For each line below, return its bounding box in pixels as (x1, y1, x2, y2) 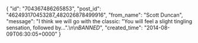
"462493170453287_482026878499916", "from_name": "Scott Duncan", (6, 11, 183, 19)
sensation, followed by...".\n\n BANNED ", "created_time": (6, 24, 143, 31)
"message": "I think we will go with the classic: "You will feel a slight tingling (6, 18, 193, 24)
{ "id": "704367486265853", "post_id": (6, 5, 102, 12)
